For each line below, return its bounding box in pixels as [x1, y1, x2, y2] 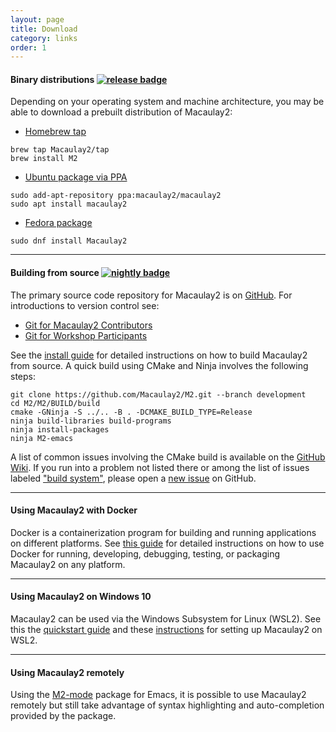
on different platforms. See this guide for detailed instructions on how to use [10, 537, 325, 549]
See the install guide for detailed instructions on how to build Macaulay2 [10, 349, 308, 361]
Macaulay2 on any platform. [10, 558, 126, 570]
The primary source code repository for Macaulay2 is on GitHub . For [10, 289, 293, 301]
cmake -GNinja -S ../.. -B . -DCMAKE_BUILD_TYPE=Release [10, 407, 253, 417]
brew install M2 [10, 154, 78, 164]
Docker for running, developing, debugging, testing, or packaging [10, 547, 281, 560]
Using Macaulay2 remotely [10, 666, 125, 678]
